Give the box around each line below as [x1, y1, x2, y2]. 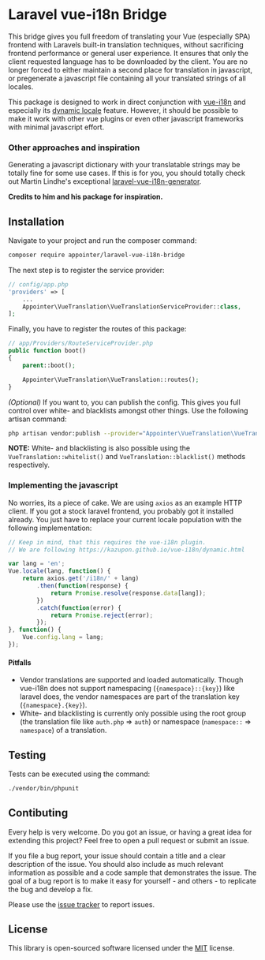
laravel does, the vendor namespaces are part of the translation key [19, 692, 241, 701]
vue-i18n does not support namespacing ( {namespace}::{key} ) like [19, 684, 235, 693]
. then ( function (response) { [36, 582, 129, 590]
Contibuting [8, 806, 69, 820]
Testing [8, 748, 47, 762]
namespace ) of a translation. [19, 726, 107, 735]
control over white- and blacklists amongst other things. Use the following [8, 405, 248, 415]
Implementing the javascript [8, 480, 118, 491]
